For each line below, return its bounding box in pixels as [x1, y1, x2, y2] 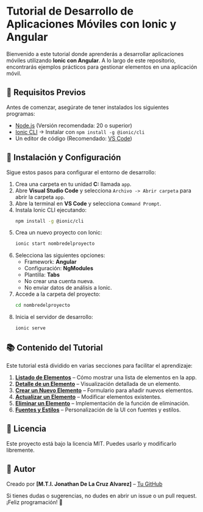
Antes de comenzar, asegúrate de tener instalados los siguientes [6, 103, 169, 111]
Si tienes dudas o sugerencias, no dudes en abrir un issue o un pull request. [6, 492, 197, 499]
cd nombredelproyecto [15, 303, 70, 309]
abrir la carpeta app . [15, 193, 65, 200]
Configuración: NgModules [24, 265, 93, 272]
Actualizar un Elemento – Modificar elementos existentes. [15, 393, 162, 400]
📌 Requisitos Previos [6, 87, 87, 98]
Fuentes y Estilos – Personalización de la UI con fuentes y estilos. [15, 406, 181, 413]
